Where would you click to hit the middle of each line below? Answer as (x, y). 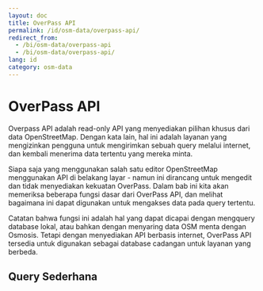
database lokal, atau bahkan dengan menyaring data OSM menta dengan (128, 226)
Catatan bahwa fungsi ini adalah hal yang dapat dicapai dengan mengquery (131, 218)
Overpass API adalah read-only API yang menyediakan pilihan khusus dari (129, 128)
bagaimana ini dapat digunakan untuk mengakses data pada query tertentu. (132, 202)
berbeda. (23, 251)
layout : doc (28, 15)
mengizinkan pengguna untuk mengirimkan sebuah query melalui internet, (130, 145)
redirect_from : (33, 38)
